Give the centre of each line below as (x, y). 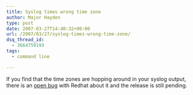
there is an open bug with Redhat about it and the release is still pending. (97, 85)
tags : (13, 51)
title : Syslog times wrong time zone (54, 12)
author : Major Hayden (33, 17)
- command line (31, 57)
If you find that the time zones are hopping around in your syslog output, (96, 79)
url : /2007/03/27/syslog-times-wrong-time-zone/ (68, 34)
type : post (20, 23)
